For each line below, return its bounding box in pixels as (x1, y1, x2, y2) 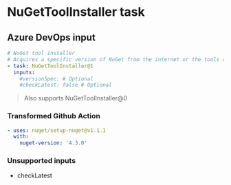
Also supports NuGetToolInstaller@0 (23, 94, 128, 102)
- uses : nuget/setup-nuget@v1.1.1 (7, 127, 107, 134)
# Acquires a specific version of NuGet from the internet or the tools (7, 56, 220, 63)
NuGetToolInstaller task (7, 4, 146, 20)
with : (13, 133, 30, 140)
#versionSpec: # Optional (19, 75, 94, 83)
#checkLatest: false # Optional (19, 82, 112, 89)
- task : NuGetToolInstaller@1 (7, 63, 94, 69)
